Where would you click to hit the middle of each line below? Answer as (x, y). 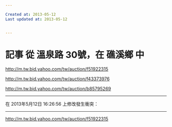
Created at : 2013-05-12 (31, 14)
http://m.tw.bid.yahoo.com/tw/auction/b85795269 (58, 89)
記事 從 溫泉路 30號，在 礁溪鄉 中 (75, 55)
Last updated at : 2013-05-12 (36, 19)
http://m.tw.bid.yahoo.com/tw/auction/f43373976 (58, 79)
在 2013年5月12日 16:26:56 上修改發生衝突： (52, 104)
